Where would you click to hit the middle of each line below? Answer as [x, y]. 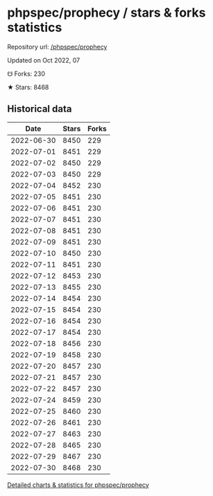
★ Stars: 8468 [28, 87]
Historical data [40, 109]
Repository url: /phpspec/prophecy [57, 47]
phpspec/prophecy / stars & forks [106, 13]
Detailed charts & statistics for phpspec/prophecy [78, 485]
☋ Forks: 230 [26, 74]
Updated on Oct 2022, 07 [44, 60]
